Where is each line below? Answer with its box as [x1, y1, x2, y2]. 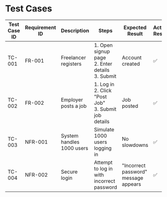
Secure [61, 168, 78, 175]
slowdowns [121, 141, 149, 148]
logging [93, 144, 112, 151]
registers [61, 60, 82, 67]
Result [127, 30, 143, 37]
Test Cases [5, 3, 52, 14]
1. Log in [93, 80, 114, 87]
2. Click [93, 87, 112, 94]
